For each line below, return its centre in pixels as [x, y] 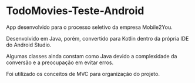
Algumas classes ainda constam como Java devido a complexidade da [92, 56]
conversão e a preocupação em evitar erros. [60, 62]
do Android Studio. [29, 45]
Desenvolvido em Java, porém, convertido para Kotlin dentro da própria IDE [97, 38]
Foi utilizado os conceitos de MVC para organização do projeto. [83, 74]
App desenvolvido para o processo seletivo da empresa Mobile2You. [89, 27]
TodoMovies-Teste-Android [75, 11]
